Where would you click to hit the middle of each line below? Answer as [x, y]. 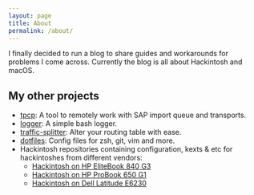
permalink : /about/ [41, 30]
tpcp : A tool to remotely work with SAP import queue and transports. [133, 115]
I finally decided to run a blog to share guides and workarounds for [118, 54]
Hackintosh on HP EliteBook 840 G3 [91, 166]
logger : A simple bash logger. [69, 124]
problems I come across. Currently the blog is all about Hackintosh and [125, 62]
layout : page [30, 16]
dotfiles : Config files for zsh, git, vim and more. [97, 140]
